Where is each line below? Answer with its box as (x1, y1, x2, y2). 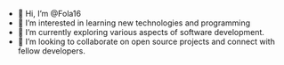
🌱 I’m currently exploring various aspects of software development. (17, 27, 265, 37)
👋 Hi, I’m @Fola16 (17, 9, 82, 18)
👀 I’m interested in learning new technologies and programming (17, 18, 251, 28)
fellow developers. (17, 46, 86, 56)
